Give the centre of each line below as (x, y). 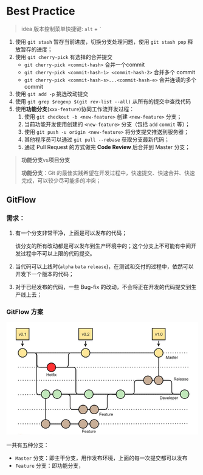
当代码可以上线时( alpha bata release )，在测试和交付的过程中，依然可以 (104, 266)
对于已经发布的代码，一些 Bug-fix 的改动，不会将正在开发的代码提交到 (103, 286)
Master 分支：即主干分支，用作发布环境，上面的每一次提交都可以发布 (101, 458)
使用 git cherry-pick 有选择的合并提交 (64, 57)
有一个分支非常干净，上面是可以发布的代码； (71, 233)
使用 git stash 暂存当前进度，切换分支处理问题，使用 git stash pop (101, 41)
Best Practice (41, 11)
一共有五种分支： (28, 445)
